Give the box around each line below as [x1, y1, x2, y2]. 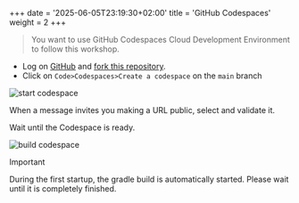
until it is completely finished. [9, 183, 117, 194]
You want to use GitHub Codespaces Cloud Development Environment [30, 35, 290, 45]
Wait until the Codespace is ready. [9, 122, 136, 133]
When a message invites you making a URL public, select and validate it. [9, 105, 275, 115]
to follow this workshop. [30, 44, 120, 54]
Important [9, 157, 46, 167]
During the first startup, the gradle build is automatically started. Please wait [9, 174, 289, 184]
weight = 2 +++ [9, 17, 67, 28]
